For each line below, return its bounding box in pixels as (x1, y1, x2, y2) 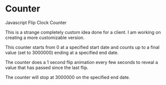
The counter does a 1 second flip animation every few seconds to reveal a (5, 59, 158, 65)
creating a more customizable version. (5, 34, 85, 40)
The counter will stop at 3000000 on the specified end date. (5, 74, 130, 80)
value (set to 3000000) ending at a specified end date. (5, 49, 119, 55)
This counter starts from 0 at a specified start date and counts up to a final (5, 44, 160, 50)
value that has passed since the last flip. (5, 64, 89, 70)
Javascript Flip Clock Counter (5, 19, 67, 25)
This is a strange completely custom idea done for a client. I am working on (5, 29, 161, 35)
